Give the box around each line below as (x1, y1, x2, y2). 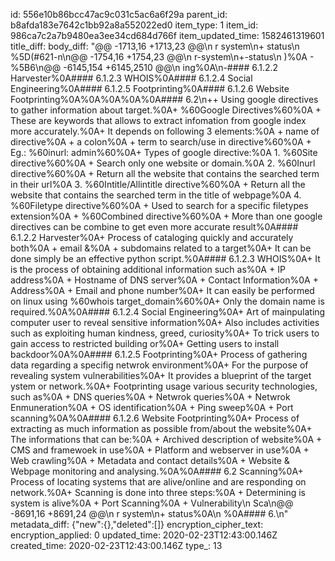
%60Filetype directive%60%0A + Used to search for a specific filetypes (10, 200, 309, 211)
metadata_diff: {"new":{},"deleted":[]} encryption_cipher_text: (10, 519, 264, 530)
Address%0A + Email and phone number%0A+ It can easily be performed (10, 285, 315, 296)
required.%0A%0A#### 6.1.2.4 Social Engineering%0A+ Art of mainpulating (10, 306, 326, 318)
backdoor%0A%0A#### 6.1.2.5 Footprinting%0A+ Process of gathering (10, 349, 308, 360)
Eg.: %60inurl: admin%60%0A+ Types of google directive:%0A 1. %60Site (10, 147, 318, 158)
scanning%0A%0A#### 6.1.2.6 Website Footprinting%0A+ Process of (10, 412, 300, 424)
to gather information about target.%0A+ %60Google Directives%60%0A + (10, 104, 322, 116)
